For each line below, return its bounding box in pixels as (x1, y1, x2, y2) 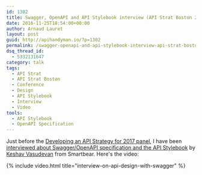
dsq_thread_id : (6, 48, 44, 54)
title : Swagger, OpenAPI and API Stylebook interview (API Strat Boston (6, 14, 192, 21)
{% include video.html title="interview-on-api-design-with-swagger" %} (6, 162, 186, 170)
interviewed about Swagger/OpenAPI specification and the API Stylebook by (6, 144, 195, 151)
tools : (6, 110, 23, 116)
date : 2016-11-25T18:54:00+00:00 (6, 20, 90, 26)
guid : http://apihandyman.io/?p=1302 (6, 37, 101, 43)
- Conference (11, 82, 44, 88)
